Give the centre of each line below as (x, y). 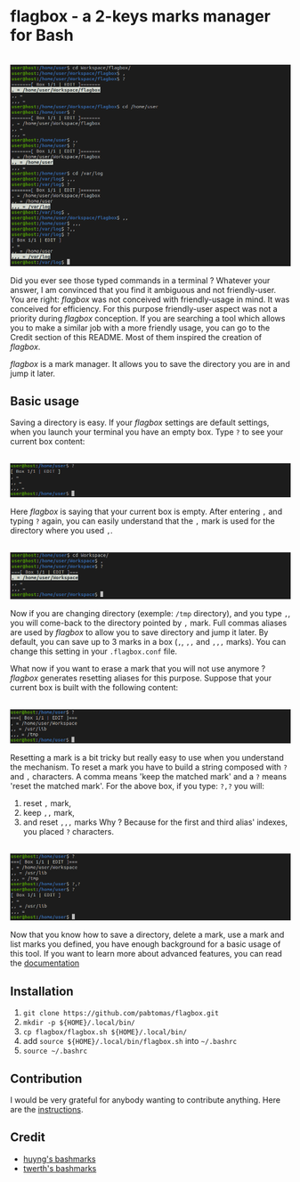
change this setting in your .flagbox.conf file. (93, 651)
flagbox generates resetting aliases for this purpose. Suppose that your (141, 678)
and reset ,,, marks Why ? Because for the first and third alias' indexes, (155, 822)
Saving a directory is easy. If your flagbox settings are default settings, (140, 423)
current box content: (48, 442)
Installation (42, 991)
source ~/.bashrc (55, 1052)
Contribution (46, 1078)
